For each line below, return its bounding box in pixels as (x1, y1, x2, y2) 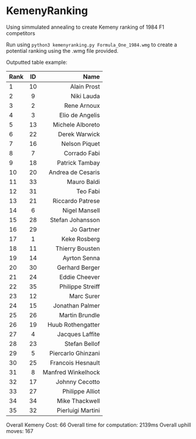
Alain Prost (70, 82, 100, 90)
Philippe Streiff (59, 283, 100, 291)
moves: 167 (6, 427, 33, 434)
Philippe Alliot (62, 387, 100, 395)
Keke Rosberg (61, 234, 100, 243)
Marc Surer (69, 292, 100, 300)
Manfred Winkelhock (42, 368, 100, 376)
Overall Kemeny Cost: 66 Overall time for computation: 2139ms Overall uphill (6, 421, 191, 428)
